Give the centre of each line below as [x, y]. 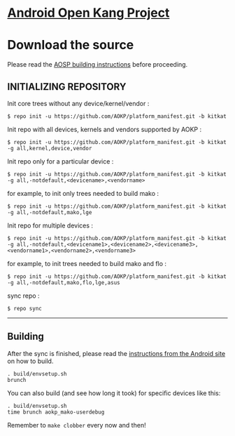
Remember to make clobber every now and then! [77, 425]
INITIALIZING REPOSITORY [67, 87]
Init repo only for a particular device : [60, 161]
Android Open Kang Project [88, 13]
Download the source [71, 45]
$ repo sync [24, 308]
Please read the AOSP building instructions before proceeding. [98, 65]
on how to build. [30, 361]
